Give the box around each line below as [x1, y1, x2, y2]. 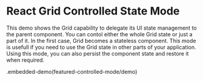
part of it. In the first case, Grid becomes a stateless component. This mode [6, 37, 196, 44]
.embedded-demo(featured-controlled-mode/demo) [6, 68, 138, 75]
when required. [6, 56, 45, 63]
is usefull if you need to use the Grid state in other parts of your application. [6, 44, 196, 51]
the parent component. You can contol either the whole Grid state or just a [6, 30, 193, 37]
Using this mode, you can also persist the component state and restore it [6, 50, 189, 57]
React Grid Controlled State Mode [6, 4, 180, 18]
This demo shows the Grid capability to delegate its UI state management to [6, 24, 197, 31]
